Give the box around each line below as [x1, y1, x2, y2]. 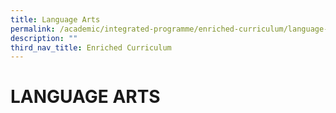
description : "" [10, 33, 78, 43]
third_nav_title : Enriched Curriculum [10, 42, 172, 53]
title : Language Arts [10, 14, 101, 25]
